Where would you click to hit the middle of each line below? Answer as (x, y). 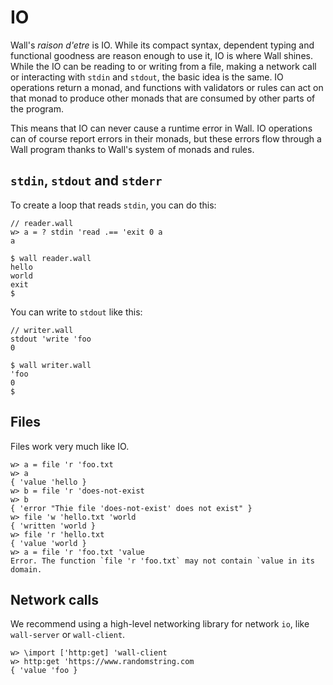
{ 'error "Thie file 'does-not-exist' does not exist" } (131, 508)
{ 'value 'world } (48, 543)
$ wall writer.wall (51, 365)
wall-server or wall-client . (68, 635)
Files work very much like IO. (70, 446)
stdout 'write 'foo (51, 339)
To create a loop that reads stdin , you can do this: (113, 205)
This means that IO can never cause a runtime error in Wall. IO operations (161, 128)
